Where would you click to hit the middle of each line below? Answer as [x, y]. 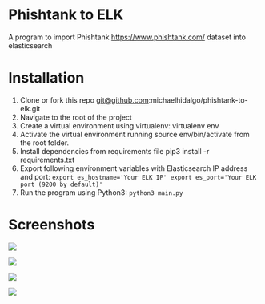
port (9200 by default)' [61, 184]
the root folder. [44, 143]
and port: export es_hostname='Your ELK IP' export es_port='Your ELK [138, 176]
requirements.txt [47, 160]
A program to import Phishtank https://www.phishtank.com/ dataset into [127, 37]
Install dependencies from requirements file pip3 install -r [114, 151]
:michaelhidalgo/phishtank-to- [198, 100]
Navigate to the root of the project [76, 117]
